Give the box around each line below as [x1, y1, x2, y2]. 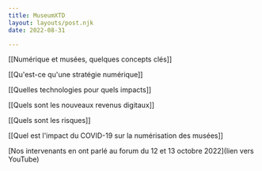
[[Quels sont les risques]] [8, 116, 91, 125]
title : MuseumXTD [8, 11, 66, 20]
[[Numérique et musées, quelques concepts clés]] [8, 54, 173, 64]
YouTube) [8, 154, 40, 164]
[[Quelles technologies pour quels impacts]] [8, 85, 152, 95]
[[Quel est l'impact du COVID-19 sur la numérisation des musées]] [8, 131, 224, 140]
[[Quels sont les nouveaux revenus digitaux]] [8, 100, 155, 110]
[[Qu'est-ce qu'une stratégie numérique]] [8, 70, 143, 80]
